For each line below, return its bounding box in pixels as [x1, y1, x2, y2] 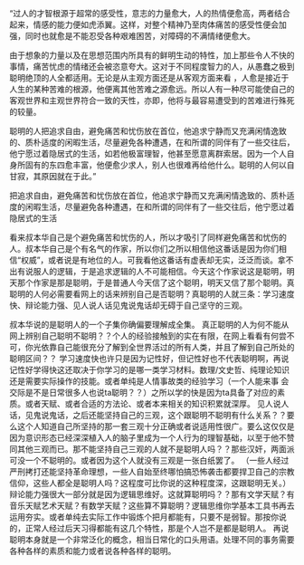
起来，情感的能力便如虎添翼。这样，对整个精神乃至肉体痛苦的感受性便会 [9, 19, 279, 30]
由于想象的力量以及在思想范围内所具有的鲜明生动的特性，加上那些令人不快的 [9, 50, 295, 61]
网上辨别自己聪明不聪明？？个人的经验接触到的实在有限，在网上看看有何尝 [9, 330, 287, 341]
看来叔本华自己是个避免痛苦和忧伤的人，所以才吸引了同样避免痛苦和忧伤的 [9, 232, 287, 243]
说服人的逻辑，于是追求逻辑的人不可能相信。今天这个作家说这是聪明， [24, 266, 287, 276]
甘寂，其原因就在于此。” [9, 171, 97, 181]
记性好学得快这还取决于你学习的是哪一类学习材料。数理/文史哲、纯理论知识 [9, 365, 290, 375]
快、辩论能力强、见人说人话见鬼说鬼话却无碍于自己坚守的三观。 [9, 300, 247, 311]
